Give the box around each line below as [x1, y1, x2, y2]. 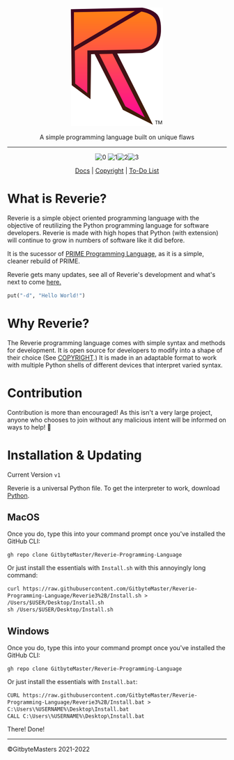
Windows [7, 625, 49, 637]
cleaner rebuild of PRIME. [7, 257, 80, 265]
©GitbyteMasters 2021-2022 [7, 745, 91, 754]
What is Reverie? [7, 191, 107, 207]
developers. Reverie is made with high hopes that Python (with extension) [7, 228, 219, 237]
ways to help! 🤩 [7, 422, 52, 432]
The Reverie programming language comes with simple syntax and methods [7, 338, 226, 347]
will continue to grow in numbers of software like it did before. [7, 236, 185, 244]
